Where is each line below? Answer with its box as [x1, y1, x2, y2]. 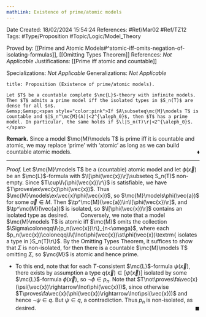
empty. [6, 179, 25, 186]
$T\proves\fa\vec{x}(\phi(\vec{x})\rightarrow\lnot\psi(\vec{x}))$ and [15, 290, 188, 297]
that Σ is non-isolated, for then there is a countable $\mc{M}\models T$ [6, 244, 188, 251]
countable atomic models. [6, 148, 72, 155]
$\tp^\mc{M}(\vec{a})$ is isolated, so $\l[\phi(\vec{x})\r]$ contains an [6, 205, 183, 212]
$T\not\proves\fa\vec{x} [137, 275, 198, 283]
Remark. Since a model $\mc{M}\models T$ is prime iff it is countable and [6, 135, 195, 142]
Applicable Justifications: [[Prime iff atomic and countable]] [6, 57, 158, 65]
